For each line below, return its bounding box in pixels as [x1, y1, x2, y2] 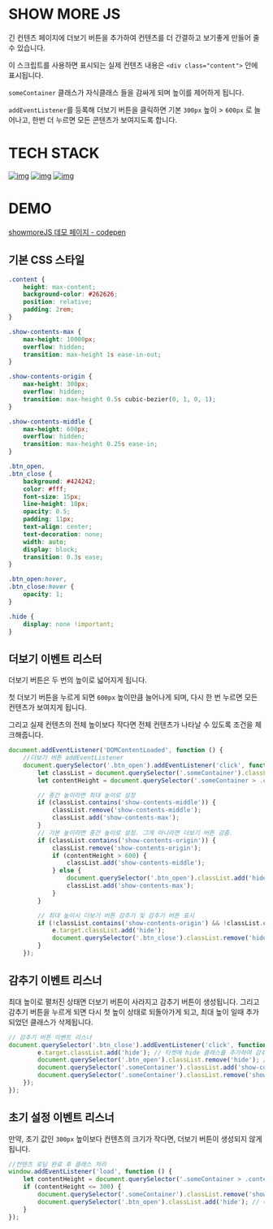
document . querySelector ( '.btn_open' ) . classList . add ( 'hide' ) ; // [37, 1197, 260, 1206]
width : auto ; [23, 538, 67, 546]
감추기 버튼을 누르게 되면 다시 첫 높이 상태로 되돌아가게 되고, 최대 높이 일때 [8, 1006, 245, 1016]
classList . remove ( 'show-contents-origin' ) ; [51, 844, 201, 852]
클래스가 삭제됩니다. [29, 1017, 93, 1027]
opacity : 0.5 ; [23, 508, 71, 516]
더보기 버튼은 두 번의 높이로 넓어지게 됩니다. [8, 675, 148, 685]
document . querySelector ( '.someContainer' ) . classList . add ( [37, 1063, 238, 1072]
